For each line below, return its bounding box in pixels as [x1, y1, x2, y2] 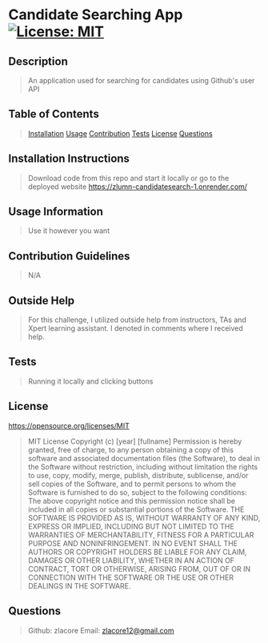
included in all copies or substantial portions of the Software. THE [27, 504, 245, 514]
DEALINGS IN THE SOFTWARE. [27, 581, 131, 590]
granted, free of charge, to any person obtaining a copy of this [27, 444, 234, 454]
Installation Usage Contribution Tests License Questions [27, 128, 214, 138]
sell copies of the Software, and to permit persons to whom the [27, 479, 237, 488]
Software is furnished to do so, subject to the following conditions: [27, 487, 247, 497]
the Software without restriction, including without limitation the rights [27, 462, 258, 472]
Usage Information [8, 205, 104, 219]
